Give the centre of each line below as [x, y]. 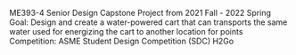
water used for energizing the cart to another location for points [126, 31]
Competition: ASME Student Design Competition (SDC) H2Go [122, 41]
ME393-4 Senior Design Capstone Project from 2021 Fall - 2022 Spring [140, 13]
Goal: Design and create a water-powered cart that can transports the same [148, 22]
